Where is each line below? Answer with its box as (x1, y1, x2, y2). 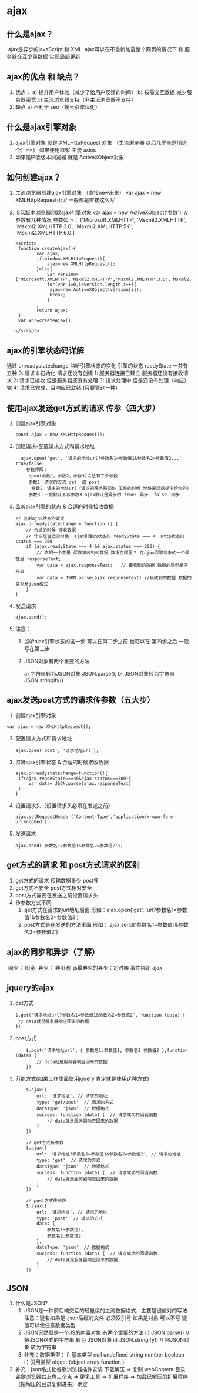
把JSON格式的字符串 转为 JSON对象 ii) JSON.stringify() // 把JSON (24, 1337, 184, 1344)
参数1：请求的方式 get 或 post (28, 479, 100, 486)
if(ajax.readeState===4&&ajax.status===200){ (18, 775, 132, 781)
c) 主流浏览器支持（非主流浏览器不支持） (37, 96, 137, 103)
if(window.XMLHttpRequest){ (36, 256, 105, 262)
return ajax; (36, 308, 68, 313)
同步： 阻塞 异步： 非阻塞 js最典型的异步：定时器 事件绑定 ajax (8, 964, 162, 971)
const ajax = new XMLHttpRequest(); (15, 432, 105, 437)
